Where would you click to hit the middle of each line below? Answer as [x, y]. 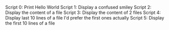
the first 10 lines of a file [30, 23]
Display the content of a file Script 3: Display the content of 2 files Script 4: [83, 12]
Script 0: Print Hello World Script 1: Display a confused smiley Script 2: [78, 7]
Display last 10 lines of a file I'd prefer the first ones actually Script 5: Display [85, 18]
